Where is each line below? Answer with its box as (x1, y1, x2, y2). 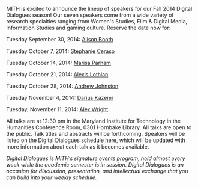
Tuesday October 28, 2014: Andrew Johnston (6, 82, 119, 90)
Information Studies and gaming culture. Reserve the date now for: (6, 24, 171, 31)
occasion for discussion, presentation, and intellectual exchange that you (6, 168, 188, 174)
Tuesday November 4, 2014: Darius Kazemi (6, 94, 113, 101)
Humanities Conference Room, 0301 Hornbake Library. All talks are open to (6, 124, 192, 131)
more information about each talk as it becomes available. (6, 143, 149, 150)
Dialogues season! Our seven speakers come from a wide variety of (6, 11, 174, 19)
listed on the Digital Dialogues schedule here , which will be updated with (6, 136, 186, 144)
